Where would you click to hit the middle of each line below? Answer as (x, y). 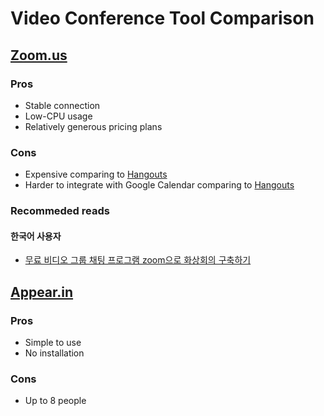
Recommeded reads (60, 211)
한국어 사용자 (36, 236)
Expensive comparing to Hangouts (96, 174)
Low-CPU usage (58, 116)
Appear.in (42, 292)
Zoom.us (39, 55)
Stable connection (62, 105)
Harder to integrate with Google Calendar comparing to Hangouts (159, 185)
